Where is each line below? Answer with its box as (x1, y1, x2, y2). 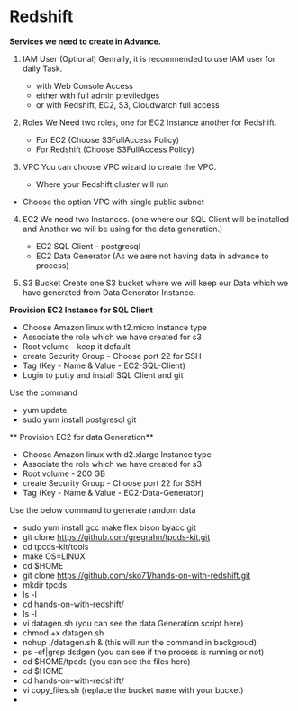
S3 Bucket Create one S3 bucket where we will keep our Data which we (22, 277, 289, 288)
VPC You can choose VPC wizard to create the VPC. (22, 161, 217, 172)
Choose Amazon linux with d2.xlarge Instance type (22, 448, 212, 460)
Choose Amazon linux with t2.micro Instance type (22, 321, 207, 332)
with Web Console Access (35, 80, 133, 91)
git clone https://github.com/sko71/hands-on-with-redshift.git (22, 570, 250, 580)
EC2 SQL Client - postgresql (35, 240, 141, 251)
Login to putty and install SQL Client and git (22, 369, 184, 380)
